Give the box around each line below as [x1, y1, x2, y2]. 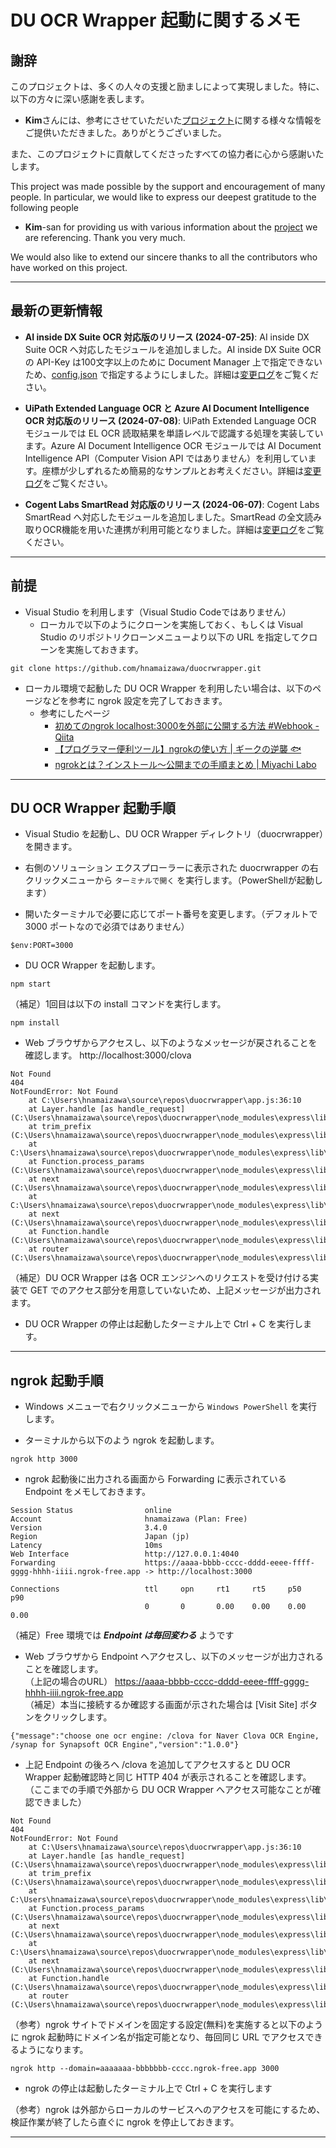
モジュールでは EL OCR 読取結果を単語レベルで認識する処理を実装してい [24, 427, 324, 439]
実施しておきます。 [65, 643, 144, 655]
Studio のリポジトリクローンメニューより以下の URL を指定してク [39, 631, 310, 643]
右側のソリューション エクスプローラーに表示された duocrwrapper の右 [24, 862, 319, 874]
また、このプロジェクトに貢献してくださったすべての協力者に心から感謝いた [10, 148, 325, 160]
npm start [10, 979, 52, 990]
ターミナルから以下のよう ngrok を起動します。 [24, 1434, 220, 1446]
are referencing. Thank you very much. [24, 232, 186, 243]
